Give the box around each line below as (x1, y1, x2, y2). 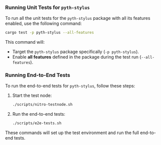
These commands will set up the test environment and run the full (5, 130, 139, 136)
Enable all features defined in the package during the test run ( (12, 54, 142, 60)
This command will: (5, 39, 45, 45)
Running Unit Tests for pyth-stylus (5, 4, 90, 11)
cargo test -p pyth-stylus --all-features (5, 30, 94, 35)
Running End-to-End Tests (5, 72, 70, 78)
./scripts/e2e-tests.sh (12, 121, 62, 126)
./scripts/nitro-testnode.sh (12, 102, 73, 107)
